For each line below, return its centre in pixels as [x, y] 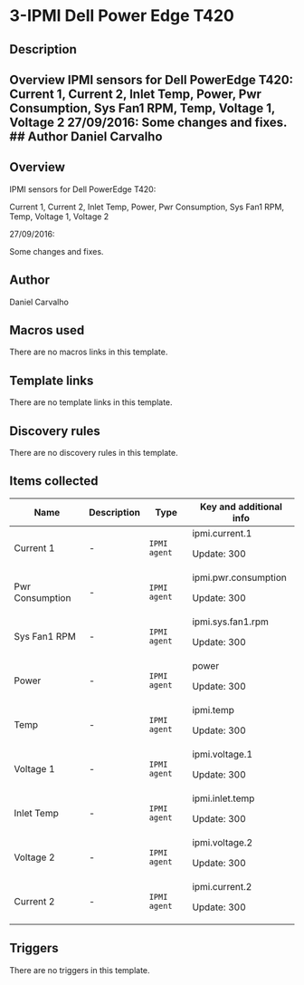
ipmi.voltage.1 [223, 754]
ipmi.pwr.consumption [239, 577]
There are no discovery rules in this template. [94, 453]
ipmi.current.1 [222, 533]
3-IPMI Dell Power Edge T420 [122, 16]
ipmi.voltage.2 [223, 842]
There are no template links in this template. [91, 402]
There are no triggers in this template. [80, 970]
